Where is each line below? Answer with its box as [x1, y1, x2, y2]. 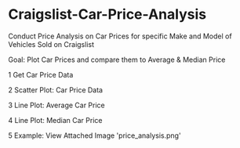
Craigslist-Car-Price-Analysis [8, 5, 206, 23]
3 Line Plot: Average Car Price [8, 100, 106, 110]
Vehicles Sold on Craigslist [8, 39, 95, 49]
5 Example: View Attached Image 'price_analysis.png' [8, 131, 182, 140]
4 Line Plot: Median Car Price [8, 115, 103, 125]
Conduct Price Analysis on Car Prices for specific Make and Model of [8, 31, 233, 41]
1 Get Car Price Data [8, 70, 74, 79]
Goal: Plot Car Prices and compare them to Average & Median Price [8, 55, 226, 64]
